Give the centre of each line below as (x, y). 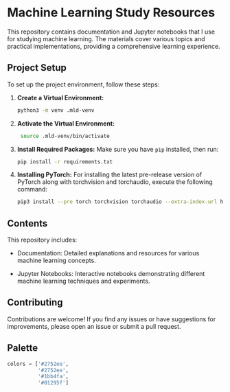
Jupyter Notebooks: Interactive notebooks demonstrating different (111, 274)
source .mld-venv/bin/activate (65, 136)
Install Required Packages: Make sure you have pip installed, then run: (118, 149)
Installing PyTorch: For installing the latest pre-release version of (110, 175)
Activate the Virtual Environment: (66, 123)
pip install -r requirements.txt (65, 162)
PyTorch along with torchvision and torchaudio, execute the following (115, 182)
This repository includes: (42, 240)
